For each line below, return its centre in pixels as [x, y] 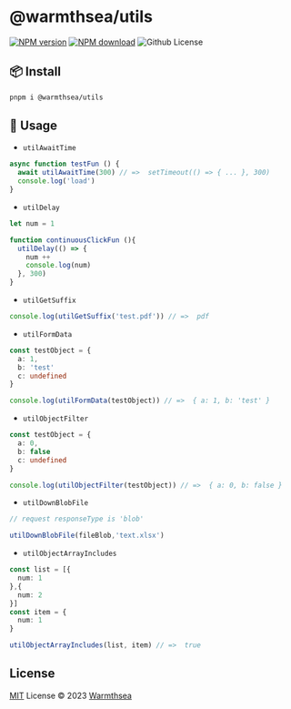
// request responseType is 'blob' [77, 519]
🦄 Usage [33, 126]
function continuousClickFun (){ [73, 240]
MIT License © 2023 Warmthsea [70, 695]
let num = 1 [32, 223]
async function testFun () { [65, 164]
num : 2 [30, 595]
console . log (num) [59, 266]
